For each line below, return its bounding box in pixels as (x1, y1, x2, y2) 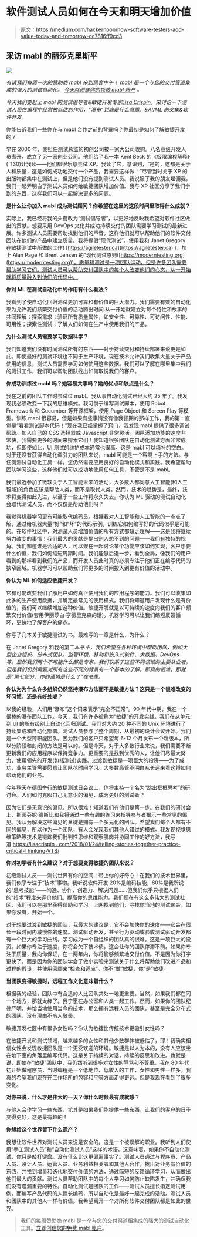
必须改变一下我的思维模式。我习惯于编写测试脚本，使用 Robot (16, 400, 166, 407)
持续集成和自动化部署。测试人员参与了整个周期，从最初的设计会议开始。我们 (6, 727, 191, 735)
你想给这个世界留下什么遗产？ (6, 1126, 78, 1133)
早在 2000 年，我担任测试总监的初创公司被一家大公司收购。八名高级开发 (6, 145, 181, 153)
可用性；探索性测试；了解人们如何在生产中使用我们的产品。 (6, 320, 150, 327)
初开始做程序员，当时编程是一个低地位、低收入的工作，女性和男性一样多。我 (6, 1066, 191, 1073)
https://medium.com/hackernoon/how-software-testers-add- (36, 26, 185, 33)
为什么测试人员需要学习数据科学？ (6, 333, 89, 340)
